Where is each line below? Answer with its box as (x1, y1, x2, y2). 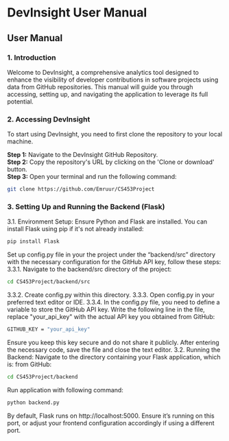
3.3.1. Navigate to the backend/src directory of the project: (7, 265, 172, 274)
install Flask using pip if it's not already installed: (7, 225, 144, 233)
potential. (7, 97, 34, 106)
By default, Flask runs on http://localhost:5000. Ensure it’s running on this (7, 412, 215, 420)
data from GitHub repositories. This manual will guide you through (7, 82, 193, 91)
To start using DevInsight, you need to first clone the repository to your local (7, 130, 223, 139)
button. (7, 165, 27, 174)
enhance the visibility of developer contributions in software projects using (7, 75, 219, 84)
